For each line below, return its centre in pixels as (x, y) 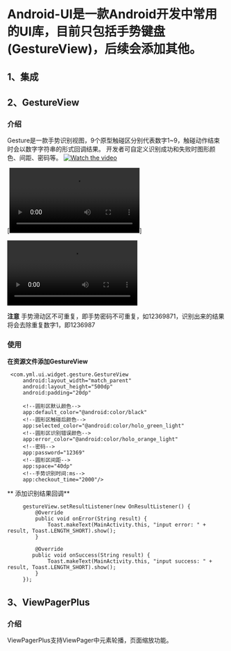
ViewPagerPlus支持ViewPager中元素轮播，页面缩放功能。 (90, 641)
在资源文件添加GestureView (48, 361)
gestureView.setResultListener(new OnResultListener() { (106, 506)
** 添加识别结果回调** (38, 493)
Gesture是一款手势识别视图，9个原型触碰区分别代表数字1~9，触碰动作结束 (114, 140)
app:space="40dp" (48, 466)
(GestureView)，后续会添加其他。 (105, 49)
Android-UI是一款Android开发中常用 (112, 14)
